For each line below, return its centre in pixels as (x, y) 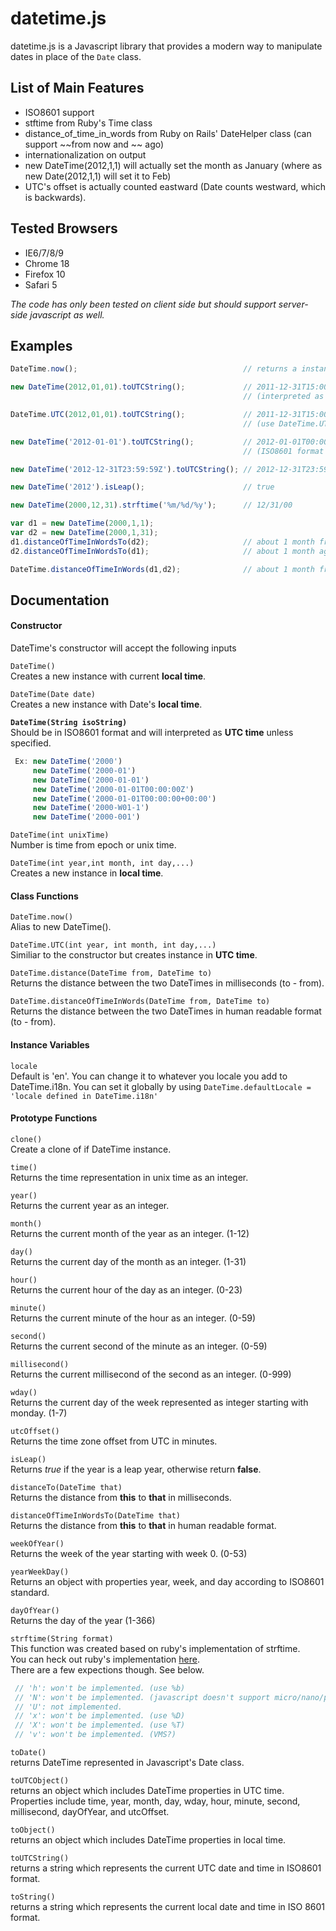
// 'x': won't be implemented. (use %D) (100, 1716)
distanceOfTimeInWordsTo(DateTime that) (96, 1515)
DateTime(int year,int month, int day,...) (102, 863)
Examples (41, 345)
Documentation (60, 600)
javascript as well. (67, 314)
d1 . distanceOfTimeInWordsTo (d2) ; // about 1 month (162, 542)
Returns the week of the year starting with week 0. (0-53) (129, 1553)
